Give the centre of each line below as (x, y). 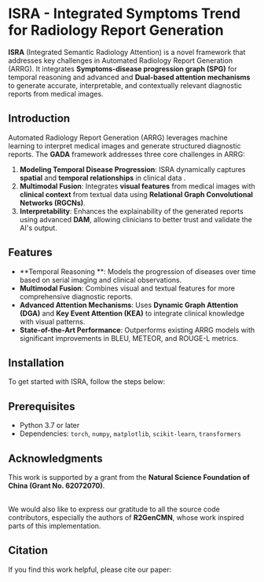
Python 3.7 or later (49, 426)
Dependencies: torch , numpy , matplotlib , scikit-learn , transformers (130, 434)
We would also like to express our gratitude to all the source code (114, 509)
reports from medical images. (56, 93)
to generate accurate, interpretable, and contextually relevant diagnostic (125, 85)
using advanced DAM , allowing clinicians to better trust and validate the (136, 219)
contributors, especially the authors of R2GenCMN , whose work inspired (126, 518)
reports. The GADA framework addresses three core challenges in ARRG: (126, 154)
